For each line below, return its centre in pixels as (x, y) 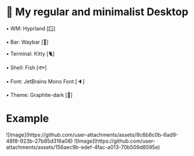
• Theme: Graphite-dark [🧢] (39, 95)
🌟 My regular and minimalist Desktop (97, 12)
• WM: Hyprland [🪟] (31, 28)
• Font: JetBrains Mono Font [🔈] (45, 81)
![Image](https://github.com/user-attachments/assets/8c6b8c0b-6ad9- (92, 134)
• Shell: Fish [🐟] (26, 67)
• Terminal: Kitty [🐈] (30, 53)
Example (27, 119)
